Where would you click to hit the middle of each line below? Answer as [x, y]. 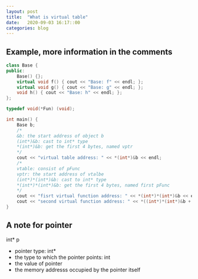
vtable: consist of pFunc [49, 168]
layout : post [22, 11]
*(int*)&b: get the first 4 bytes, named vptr [75, 147]
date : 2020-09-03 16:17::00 [43, 22]
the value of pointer [39, 263]
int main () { [22, 119]
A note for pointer [39, 225]
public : [16, 71]
